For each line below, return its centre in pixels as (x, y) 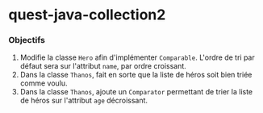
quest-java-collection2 (87, 15)
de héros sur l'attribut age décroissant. (83, 100)
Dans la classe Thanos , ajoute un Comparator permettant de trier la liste (136, 92)
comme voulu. (44, 83)
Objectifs (27, 40)
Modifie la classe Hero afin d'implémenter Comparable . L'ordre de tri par (138, 57)
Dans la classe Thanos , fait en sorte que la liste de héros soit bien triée (136, 75)
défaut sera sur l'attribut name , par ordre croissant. (103, 66)
